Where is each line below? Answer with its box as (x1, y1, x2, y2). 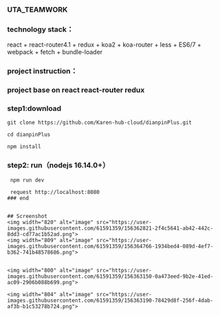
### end (7, 195, 30, 201)
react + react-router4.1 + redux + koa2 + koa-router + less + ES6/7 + (7, 41, 201, 49)
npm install (7, 143, 41, 151)
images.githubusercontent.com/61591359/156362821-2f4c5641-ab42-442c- (7, 225, 214, 232)
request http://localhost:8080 (10, 188, 100, 195)
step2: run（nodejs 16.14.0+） (7, 160, 110, 170)
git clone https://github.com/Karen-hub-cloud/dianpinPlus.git (7, 119, 192, 127)
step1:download (7, 103, 62, 113)
